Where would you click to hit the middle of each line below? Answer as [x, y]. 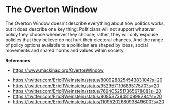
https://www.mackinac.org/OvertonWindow [58, 70]
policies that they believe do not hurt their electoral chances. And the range [84, 40]
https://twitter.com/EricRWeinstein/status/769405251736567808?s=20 [87, 91]
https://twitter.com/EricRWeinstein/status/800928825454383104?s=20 [88, 80]
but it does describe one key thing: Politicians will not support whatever [80, 29]
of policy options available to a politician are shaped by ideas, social [77, 45]
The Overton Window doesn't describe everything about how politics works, [85, 23]
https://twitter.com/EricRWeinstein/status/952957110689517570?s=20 [86, 86]
